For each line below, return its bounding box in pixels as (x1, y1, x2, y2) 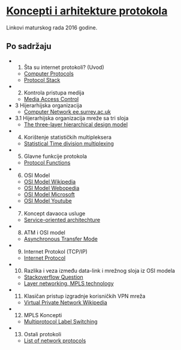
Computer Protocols (23, 70, 74, 77)
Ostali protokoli (23, 330, 62, 337)
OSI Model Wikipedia (23, 178, 76, 185)
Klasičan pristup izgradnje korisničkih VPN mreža (23, 292, 146, 300)
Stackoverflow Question (23, 273, 84, 281)
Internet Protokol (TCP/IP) (23, 248, 88, 255)
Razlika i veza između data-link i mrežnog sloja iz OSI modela (23, 267, 176, 274)
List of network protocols (23, 337, 86, 344)
